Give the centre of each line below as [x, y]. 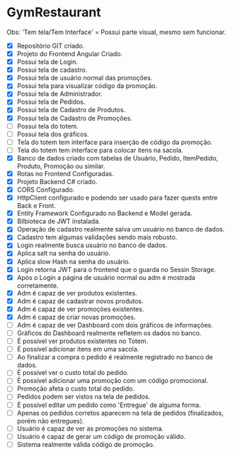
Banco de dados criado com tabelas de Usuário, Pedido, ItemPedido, [118, 158]
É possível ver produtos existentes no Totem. [83, 341]
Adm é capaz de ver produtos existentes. [77, 293]
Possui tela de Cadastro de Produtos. [71, 110]
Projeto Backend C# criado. [57, 181]
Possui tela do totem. [47, 126]
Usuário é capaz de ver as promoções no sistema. [90, 428]
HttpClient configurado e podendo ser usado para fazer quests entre [117, 198]
